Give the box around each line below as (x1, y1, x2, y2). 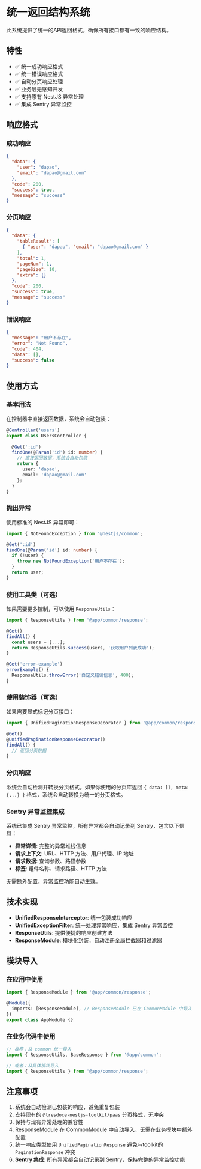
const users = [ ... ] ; (11, 639, 66, 645)
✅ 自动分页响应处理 (14, 77, 63, 85)
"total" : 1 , (17, 255, 47, 261)
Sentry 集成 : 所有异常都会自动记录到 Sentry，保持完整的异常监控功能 (14, 1156, 185, 1163)
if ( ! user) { (11, 553, 44, 559)
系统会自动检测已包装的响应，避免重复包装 (14, 1104, 120, 1111)
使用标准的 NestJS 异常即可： (6, 518, 80, 526)
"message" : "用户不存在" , (11, 335, 72, 341)
